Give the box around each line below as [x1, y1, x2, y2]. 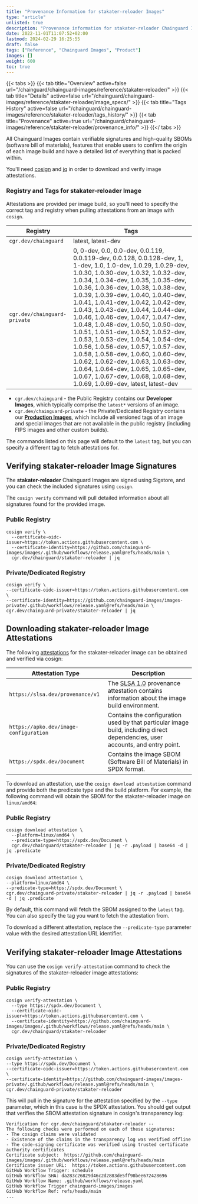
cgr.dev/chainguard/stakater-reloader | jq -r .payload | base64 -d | [11, 843, 189, 849]
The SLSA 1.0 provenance [107, 679, 181, 687]
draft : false [6, 42, 38, 48]
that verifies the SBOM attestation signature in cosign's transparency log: [6, 1109, 184, 1116]
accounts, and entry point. [107, 740, 181, 748]
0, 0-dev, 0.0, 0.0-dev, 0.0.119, [72, 246, 164, 254]
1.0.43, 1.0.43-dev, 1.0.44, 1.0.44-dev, [72, 305, 187, 314]
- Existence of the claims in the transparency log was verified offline [6, 1137, 192, 1142]
